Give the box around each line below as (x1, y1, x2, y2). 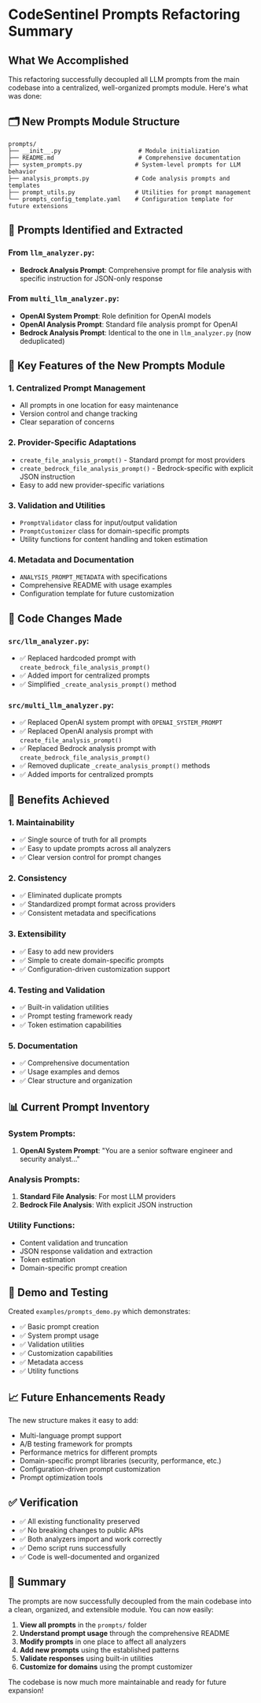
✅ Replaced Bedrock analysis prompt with (19, 744, 156, 753)
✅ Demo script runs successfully (19, 1543, 127, 1552)
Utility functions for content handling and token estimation (19, 535, 208, 544)
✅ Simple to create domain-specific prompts (19, 955, 164, 965)
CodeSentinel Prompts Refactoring (8, 6, 241, 24)
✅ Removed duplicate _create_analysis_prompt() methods (19, 761, 211, 771)
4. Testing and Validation (8, 984, 105, 995)
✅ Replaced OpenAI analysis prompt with (19, 726, 153, 736)
